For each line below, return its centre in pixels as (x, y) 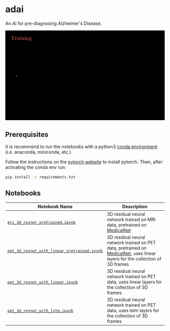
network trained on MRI (131, 219)
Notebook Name (55, 207)
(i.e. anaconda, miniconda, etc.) (38, 152)
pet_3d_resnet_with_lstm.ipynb (40, 311)
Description (135, 207)
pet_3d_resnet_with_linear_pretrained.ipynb (55, 251)
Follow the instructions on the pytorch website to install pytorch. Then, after (84, 162)
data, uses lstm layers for (133, 311)
